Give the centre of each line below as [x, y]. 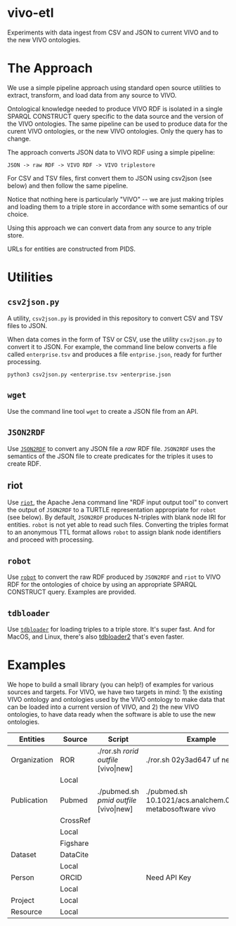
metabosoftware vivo [181, 809]
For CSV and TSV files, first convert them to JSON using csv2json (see [110, 178]
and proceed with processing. [51, 540]
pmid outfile [117, 800]
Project [23, 900]
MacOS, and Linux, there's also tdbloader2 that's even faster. [96, 637]
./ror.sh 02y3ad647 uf [183, 759]
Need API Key [169, 878]
